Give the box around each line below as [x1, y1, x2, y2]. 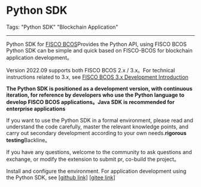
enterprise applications [6, 105, 66, 112]
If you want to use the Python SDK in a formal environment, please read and [6, 117, 193, 124]
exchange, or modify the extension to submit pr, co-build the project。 [6, 155, 179, 163]
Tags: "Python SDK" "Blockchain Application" [6, 23, 118, 30]
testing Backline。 [6, 136, 51, 143]
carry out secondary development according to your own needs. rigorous [6, 129, 187, 136]
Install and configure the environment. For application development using [6, 167, 187, 174]
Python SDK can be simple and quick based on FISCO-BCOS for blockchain [6, 47, 193, 54]
